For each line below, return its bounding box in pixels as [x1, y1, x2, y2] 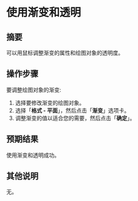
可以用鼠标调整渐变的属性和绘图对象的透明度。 [6, 49, 123, 56]
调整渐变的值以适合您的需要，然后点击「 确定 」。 [15, 114, 136, 122]
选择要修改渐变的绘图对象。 [15, 99, 85, 106]
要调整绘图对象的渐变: [6, 86, 62, 93]
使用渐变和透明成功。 [6, 151, 60, 159]
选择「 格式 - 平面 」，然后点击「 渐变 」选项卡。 [15, 106, 129, 114]
